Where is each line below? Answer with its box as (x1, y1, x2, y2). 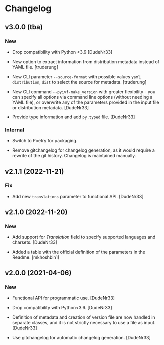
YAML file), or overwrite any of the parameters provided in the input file (12, 99, 159, 105)
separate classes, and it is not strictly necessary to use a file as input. (12, 320, 156, 326)
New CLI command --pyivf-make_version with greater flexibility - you (12, 88, 156, 95)
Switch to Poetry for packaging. (12, 138, 78, 144)
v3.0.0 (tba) (5, 23, 43, 31)
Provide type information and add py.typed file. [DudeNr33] (12, 114, 135, 120)
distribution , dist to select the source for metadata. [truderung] (12, 79, 147, 85)
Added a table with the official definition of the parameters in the (12, 249, 146, 255)
